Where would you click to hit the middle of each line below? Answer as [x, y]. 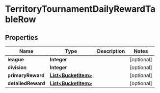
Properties [22, 37]
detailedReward [26, 83]
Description [111, 51]
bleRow [21, 19]
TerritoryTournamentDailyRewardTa [80, 9]
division [17, 67]
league [16, 59]
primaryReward [26, 75]
